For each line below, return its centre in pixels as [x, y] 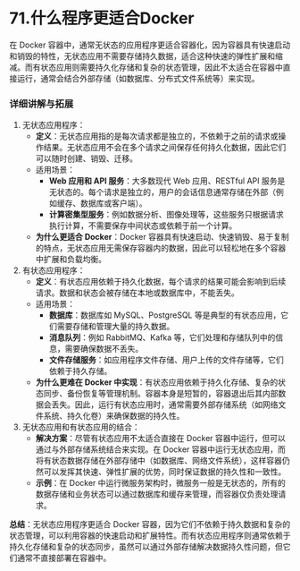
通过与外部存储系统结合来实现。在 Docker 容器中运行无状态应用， [157, 449]
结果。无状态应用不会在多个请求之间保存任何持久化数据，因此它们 [165, 148]
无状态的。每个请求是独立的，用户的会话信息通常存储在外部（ [162, 192]
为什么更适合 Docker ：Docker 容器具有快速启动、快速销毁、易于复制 [162, 237]
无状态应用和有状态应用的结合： [81, 427]
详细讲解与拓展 [42, 104]
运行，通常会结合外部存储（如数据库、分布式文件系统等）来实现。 [138, 78]
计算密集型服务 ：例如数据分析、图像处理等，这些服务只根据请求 [166, 215]
